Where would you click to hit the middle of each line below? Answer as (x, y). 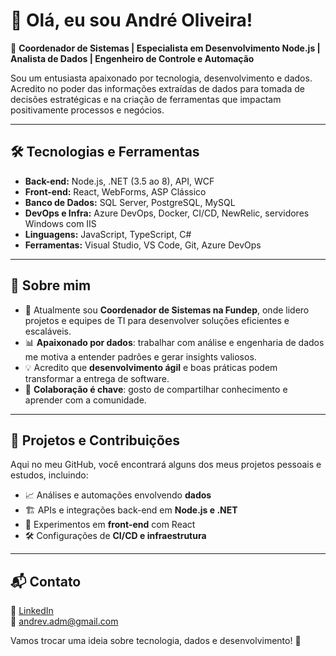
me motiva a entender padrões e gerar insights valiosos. (140, 356)
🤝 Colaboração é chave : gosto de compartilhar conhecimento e (156, 389)
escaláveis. (48, 331)
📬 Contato (46, 581)
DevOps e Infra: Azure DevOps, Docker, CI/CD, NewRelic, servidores (167, 213)
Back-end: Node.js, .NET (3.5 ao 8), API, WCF (119, 181)
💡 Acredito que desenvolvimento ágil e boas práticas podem (151, 367)
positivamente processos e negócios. (87, 110)
